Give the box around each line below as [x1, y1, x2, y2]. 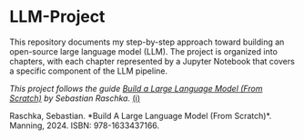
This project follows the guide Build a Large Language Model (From [9, 83, 263, 94]
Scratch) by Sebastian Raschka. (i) [9, 93, 141, 104]
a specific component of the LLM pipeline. [9, 65, 168, 76]
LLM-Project [9, 6, 106, 27]
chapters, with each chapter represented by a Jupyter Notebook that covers [9, 55, 296, 66]
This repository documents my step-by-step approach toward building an [9, 36, 285, 47]
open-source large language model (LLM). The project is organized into [9, 45, 278, 56]
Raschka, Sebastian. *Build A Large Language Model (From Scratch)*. [9, 110, 272, 121]
